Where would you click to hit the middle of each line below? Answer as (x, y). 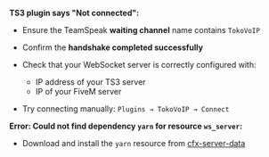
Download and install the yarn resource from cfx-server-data (134, 143)
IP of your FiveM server (78, 91)
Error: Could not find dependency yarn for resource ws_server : (126, 126)
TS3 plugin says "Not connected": (74, 13)
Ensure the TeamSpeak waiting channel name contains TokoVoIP (141, 30)
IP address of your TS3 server (90, 82)
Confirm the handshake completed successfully (112, 47)
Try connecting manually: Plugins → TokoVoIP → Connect (126, 109)
